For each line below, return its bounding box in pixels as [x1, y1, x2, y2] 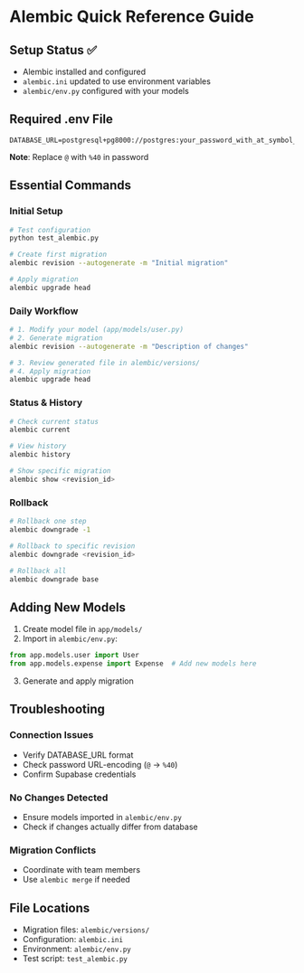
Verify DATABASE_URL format [22, 749, 134, 760]
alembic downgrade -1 [9, 525, 91, 534]
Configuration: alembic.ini [22, 934, 124, 945]
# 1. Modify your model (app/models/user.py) [9, 326, 184, 335]
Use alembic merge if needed [22, 874, 131, 885]
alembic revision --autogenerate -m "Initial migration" [9, 259, 229, 268]
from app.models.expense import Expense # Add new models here [9, 659, 257, 668]
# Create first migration [9, 250, 107, 260]
